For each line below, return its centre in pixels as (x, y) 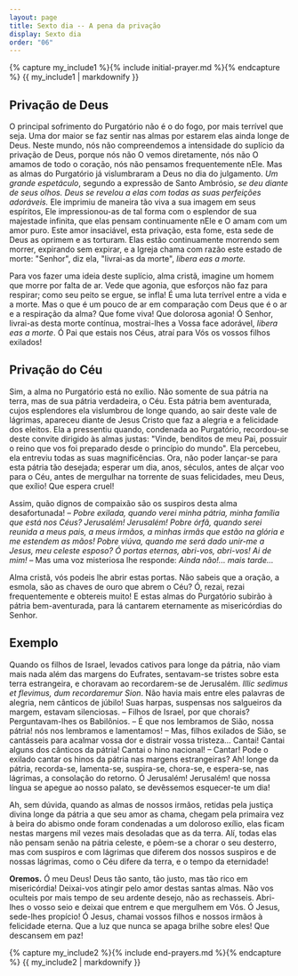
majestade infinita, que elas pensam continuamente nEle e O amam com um (148, 221)
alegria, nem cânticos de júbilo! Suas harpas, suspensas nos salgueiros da (146, 702)
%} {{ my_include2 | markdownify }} (75, 962)
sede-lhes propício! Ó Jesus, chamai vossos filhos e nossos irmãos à (136, 916)
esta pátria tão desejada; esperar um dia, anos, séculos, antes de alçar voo (147, 467)
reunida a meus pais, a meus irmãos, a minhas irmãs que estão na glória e (147, 531)
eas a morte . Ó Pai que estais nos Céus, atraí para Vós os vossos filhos (140, 333)
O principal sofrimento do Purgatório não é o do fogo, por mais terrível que (146, 126)
